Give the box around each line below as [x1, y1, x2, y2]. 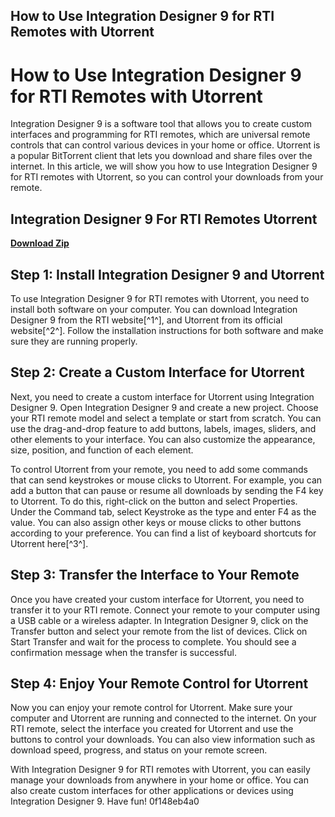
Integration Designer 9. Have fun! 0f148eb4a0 [10, 795, 200, 808]
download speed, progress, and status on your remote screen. [10, 744, 268, 756]
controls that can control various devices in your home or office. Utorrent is [10, 139, 321, 151]
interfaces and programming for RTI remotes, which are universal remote [10, 129, 311, 141]
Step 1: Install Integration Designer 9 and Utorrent [10, 266, 325, 283]
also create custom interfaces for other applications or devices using [10, 785, 294, 797]
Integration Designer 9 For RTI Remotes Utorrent [10, 210, 318, 228]
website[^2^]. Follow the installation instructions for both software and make [10, 324, 324, 336]
